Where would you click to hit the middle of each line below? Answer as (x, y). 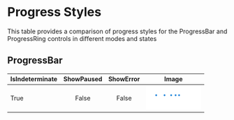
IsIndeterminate (34, 79)
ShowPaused (83, 79)
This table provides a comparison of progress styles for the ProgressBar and (117, 31)
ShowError (124, 79)
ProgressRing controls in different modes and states (82, 38)
